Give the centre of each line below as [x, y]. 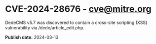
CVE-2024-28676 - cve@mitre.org [78, 9]
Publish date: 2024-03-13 [32, 37]
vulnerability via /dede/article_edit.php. [45, 27]
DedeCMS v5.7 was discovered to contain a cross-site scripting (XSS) [76, 22]
